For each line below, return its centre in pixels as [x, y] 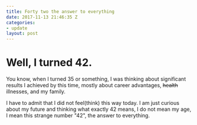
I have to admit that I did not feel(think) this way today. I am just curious [93, 103]
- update [17, 28]
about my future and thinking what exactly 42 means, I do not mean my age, [99, 109]
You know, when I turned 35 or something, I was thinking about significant [96, 79]
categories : [21, 22]
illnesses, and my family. [36, 91]
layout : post [22, 34]
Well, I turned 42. [49, 63]
